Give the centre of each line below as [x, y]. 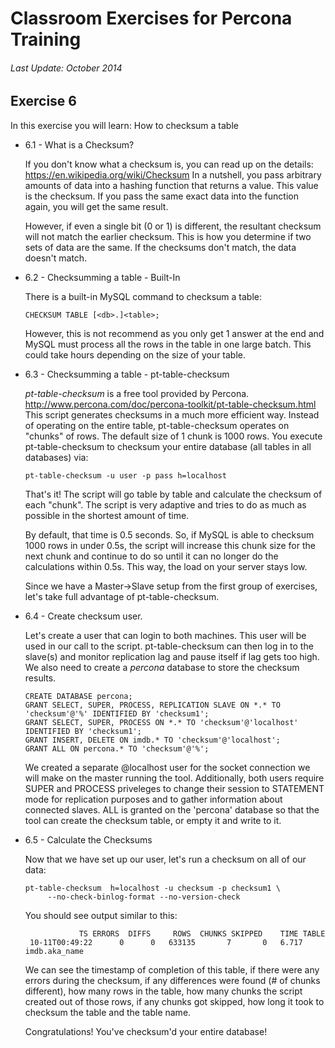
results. [40, 678]
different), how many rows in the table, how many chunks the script [163, 991]
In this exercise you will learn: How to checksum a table [124, 125]
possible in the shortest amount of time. [107, 515]
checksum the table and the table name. [108, 1012]
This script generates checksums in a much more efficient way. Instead [172, 414]
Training [46, 39]
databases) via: [56, 457]
